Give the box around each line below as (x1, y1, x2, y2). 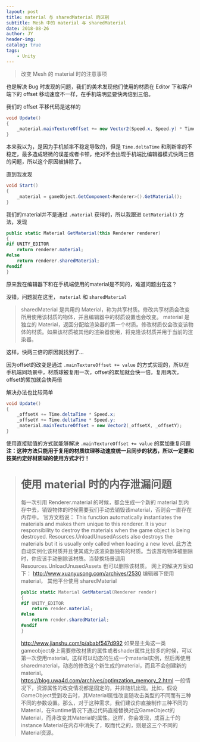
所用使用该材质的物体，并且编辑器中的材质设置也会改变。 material (20, 313, 183, 320)
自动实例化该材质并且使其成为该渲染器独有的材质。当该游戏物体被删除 (20, 547, 193, 555)
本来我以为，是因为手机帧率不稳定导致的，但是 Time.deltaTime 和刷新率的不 (6, 143, 193, 150)
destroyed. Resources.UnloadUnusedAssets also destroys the (20, 533, 173, 540)
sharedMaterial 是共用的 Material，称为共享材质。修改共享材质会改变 (20, 305, 190, 313)
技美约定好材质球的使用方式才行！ (6, 455, 90, 462)
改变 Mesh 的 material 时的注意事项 (20, 70, 107, 78)
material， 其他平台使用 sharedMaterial (20, 577, 117, 585)
